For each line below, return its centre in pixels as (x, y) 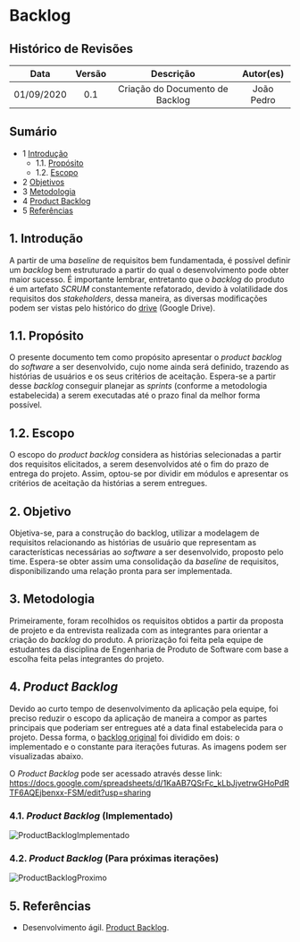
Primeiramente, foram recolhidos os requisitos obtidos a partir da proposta (146, 621)
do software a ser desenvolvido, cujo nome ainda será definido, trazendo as (149, 367)
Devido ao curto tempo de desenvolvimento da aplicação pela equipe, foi (144, 708)
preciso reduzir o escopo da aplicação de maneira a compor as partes (138, 718)
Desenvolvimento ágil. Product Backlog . (96, 928)
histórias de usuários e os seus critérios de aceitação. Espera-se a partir (143, 376)
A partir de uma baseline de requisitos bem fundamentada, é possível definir (150, 260)
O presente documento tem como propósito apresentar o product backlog (146, 357)
